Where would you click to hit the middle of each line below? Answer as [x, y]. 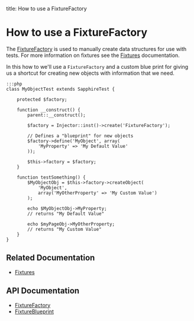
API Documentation [43, 291]
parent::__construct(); [56, 115]
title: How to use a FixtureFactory [46, 9]
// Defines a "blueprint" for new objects [80, 136]
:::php [14, 84]
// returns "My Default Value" [66, 214]
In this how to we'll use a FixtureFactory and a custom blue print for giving [97, 66]
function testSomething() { [51, 177]
